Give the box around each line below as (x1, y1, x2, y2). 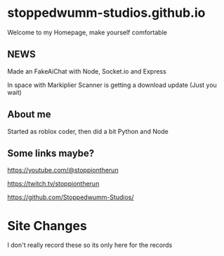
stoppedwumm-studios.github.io (7, 5, 206, 21)
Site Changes (7, 217, 88, 234)
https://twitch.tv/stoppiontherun (7, 180, 100, 188)
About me (7, 109, 51, 121)
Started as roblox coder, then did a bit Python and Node (7, 127, 169, 135)
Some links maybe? (7, 147, 95, 159)
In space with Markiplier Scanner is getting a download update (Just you (7, 81, 218, 89)
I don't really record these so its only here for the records (7, 241, 173, 250)
